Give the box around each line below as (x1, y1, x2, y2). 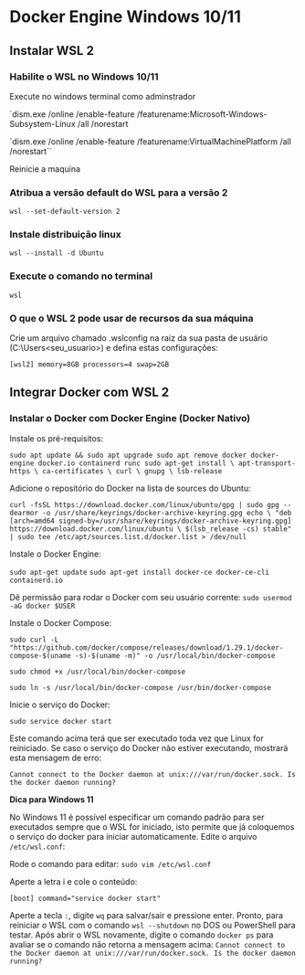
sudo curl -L (9, 635, 59, 644)
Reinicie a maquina (9, 163, 80, 175)
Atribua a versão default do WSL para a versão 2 (9, 185, 228, 198)
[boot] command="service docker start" (9, 894, 162, 903)
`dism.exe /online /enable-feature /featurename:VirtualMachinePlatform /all (9, 135, 292, 147)
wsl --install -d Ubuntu (9, 249, 104, 258)
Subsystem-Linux (9, 118, 76, 129)
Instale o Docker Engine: (9, 548, 102, 559)
